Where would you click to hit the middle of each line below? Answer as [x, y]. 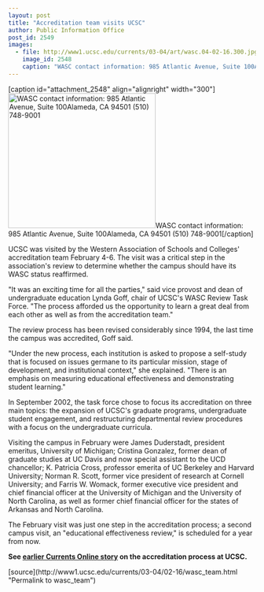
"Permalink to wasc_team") [52, 580]
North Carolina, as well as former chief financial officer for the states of [123, 501]
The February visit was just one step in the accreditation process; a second [130, 524]
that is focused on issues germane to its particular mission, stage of [118, 361]
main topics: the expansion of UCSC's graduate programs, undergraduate [128, 410]
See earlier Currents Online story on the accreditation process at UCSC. [128, 557]
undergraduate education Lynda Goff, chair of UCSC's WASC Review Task [128, 298]
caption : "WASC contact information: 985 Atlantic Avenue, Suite [132, 67]
